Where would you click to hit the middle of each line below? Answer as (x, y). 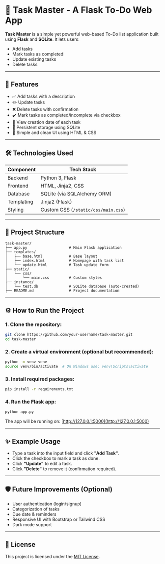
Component (22, 169)
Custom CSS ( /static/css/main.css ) (83, 210)
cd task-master (21, 339)
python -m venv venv (26, 362)
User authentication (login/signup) (47, 504)
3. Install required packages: (40, 379)
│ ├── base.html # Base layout (51, 256)
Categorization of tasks (36, 509)
